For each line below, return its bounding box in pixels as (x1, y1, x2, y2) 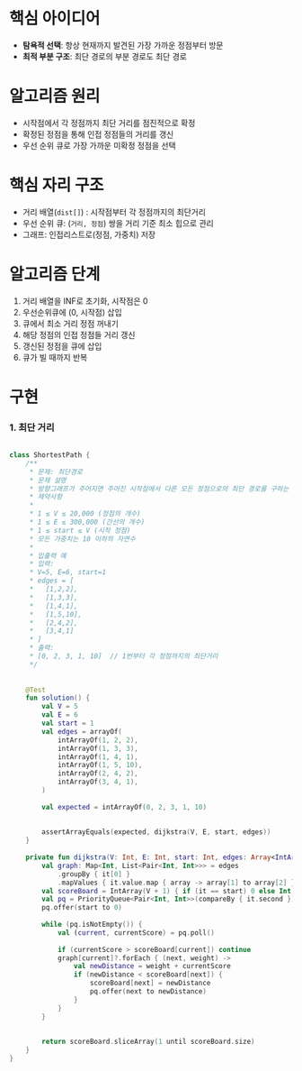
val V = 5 (41, 702, 78, 711)
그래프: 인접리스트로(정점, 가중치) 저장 (22, 229, 155, 240)
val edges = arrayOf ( (41, 727, 123, 736)
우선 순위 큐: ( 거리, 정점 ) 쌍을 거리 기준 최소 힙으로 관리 (22, 217, 214, 228)
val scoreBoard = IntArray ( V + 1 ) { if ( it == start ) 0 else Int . (41, 886, 296, 895)
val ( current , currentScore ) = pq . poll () (57, 928, 216, 938)
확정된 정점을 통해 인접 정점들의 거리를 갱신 (22, 128, 174, 140)
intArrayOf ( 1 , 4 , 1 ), (57, 752, 139, 762)
